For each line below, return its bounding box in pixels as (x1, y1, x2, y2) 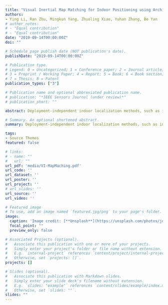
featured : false (5, 140, 39, 145)
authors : (5, 12, 23, 17)
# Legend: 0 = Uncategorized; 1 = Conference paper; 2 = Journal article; (5, 67, 164, 72)
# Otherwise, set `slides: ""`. (5, 288, 77, 293)
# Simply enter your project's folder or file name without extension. (5, 246, 162, 251)
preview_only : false (9, 228, 52, 233)
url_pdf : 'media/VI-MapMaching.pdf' (5, 163, 81, 168)
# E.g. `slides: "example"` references (5, 283, 93, 288)
